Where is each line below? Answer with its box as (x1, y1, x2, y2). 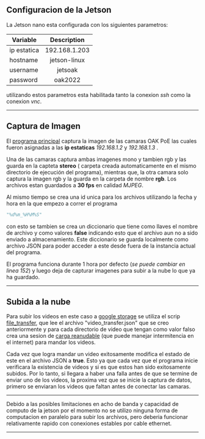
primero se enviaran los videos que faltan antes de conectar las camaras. (6, 383, 191, 390)
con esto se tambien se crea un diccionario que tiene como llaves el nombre (6, 223, 198, 230)
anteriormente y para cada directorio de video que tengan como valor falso (6, 326, 195, 333)
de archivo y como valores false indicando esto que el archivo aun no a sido (6, 229, 198, 237)
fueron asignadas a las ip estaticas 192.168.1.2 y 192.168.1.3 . (6, 143, 159, 151)
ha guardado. (6, 273, 40, 280)
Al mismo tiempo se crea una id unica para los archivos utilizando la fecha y (6, 193, 197, 201)
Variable (12, 35, 37, 44)
